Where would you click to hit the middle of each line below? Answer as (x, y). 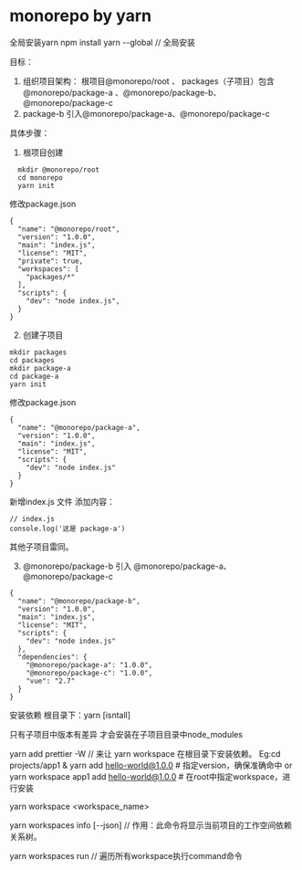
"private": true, (51, 261)
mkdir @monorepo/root (59, 170)
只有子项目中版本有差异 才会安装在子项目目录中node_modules (126, 734)
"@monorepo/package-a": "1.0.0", (89, 665)
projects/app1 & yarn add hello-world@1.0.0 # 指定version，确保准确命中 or (151, 765)
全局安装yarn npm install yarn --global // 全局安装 (103, 42)
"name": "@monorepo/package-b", (79, 601)
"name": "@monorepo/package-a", (79, 427)
